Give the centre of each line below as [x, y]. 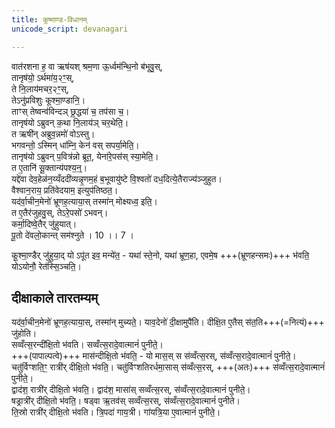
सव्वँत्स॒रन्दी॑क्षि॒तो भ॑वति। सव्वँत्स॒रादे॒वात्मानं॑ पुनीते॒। [87, 345]
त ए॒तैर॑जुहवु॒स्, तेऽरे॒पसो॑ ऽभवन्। [60, 212]
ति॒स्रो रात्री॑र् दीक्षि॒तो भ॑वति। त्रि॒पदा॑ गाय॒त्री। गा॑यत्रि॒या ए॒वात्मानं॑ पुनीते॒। [116, 412]
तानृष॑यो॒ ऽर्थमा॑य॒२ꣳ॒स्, [43, 77]
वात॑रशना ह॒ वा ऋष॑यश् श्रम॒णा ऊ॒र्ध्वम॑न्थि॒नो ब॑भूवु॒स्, [87, 66]
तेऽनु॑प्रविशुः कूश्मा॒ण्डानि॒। [48, 100]
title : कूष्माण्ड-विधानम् [49, 19]
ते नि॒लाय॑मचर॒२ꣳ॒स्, [40, 88]
